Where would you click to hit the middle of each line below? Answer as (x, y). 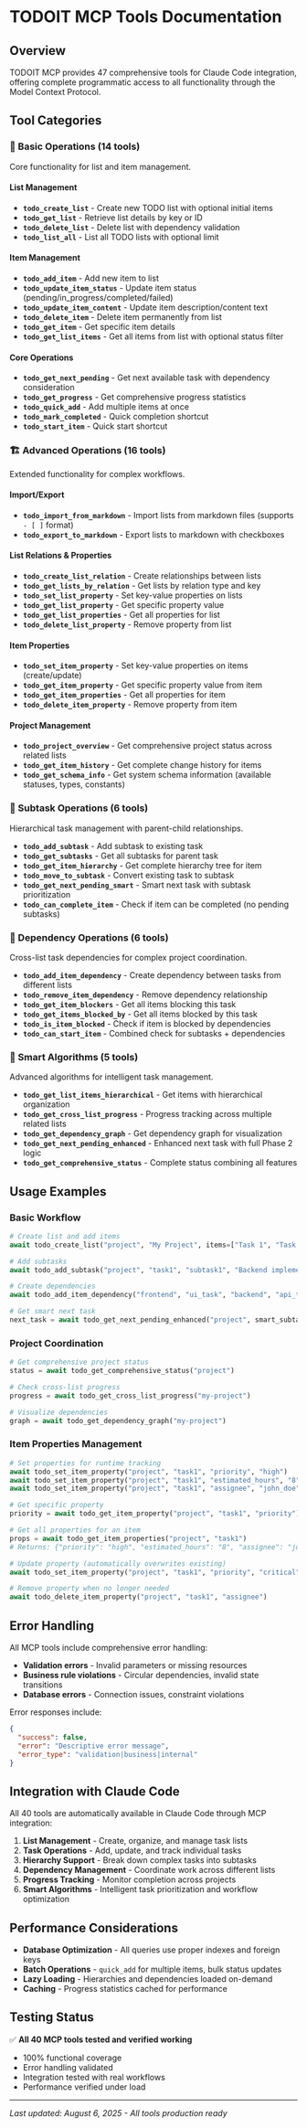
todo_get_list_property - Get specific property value (123, 605)
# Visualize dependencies (58, 1412)
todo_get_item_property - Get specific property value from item (143, 685)
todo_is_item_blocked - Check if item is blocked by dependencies (147, 1024)
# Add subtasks (38, 1261)
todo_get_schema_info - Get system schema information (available (147, 775)
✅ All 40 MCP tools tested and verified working (101, 2039)
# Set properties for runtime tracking (85, 1463)
